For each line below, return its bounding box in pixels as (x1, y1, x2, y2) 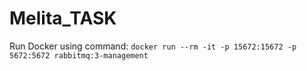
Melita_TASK (9, 7, 117, 30)
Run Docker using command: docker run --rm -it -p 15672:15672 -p (9, 40, 297, 52)
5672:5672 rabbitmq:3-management (9, 50, 149, 61)
